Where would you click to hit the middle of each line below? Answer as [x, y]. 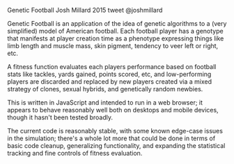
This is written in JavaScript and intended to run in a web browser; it [105, 103]
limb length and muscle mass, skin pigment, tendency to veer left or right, [113, 46]
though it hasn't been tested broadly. [60, 117]
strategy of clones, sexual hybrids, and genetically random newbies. [105, 89]
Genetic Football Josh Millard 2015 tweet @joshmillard [85, 10]
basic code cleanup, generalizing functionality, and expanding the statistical [116, 146]
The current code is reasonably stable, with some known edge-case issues [115, 131]
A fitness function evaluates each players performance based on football [112, 67]
